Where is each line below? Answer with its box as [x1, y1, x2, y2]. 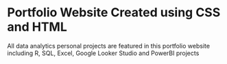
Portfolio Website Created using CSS [7, 5, 221, 20]
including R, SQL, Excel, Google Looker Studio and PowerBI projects [7, 49, 200, 57]
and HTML [7, 19, 67, 35]
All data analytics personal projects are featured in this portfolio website [7, 42, 211, 50]
